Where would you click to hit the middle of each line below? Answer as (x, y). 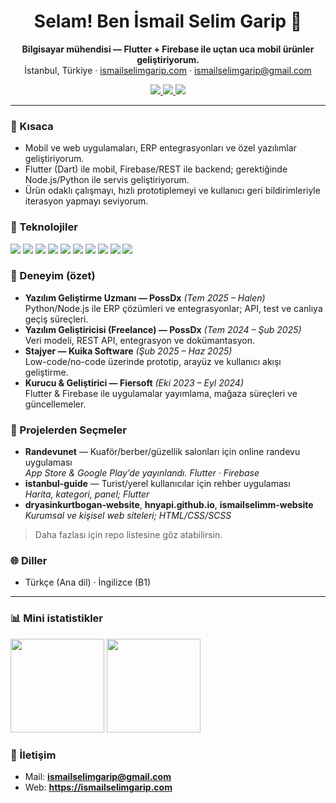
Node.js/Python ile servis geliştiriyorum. (107, 180)
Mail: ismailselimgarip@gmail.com (98, 777)
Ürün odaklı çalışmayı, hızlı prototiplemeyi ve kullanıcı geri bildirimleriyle (172, 191)
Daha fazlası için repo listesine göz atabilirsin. (128, 535)
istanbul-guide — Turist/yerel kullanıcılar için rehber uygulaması (157, 484)
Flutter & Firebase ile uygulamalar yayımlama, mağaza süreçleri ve (161, 393)
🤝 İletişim (33, 755)
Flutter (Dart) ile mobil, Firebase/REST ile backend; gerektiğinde (156, 169)
